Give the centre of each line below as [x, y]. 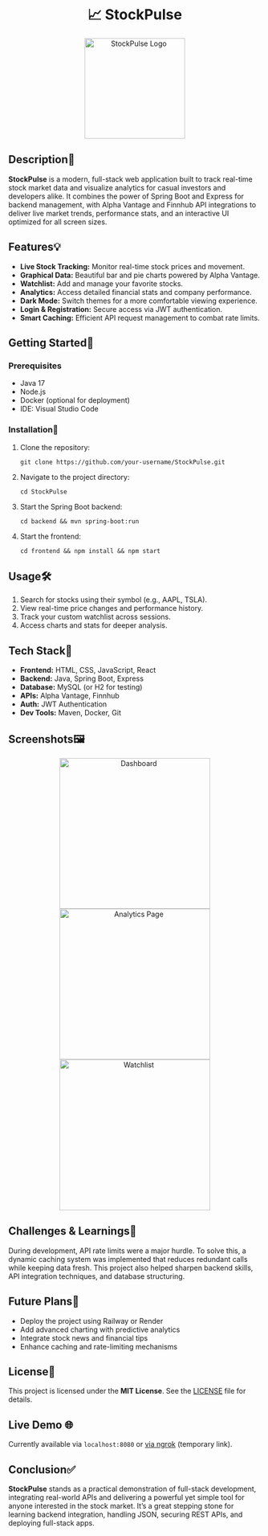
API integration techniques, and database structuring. [97, 1276]
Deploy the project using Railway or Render [91, 1321]
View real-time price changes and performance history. [112, 608]
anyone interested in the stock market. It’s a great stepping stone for [121, 1506]
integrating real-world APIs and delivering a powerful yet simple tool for [126, 1497]
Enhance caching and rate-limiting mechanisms [99, 1346]
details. [20, 1399]
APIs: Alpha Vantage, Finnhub [70, 696]
